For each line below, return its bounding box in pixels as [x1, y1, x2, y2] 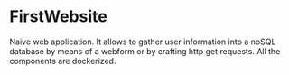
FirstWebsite [9, 6, 108, 27]
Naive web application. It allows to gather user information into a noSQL [9, 36, 276, 47]
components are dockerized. [9, 55, 117, 66]
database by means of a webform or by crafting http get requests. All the [9, 45, 281, 56]
